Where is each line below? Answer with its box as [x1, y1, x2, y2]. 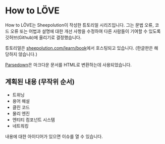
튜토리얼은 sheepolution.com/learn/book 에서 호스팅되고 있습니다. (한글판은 [5, 45, 153, 51]
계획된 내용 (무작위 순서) [5, 77, 75, 86]
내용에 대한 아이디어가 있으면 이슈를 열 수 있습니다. [5, 133, 103, 139]
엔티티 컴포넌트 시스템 [12, 117, 55, 123]
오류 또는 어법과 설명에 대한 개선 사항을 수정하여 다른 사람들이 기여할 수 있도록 [10, 28, 161, 34]
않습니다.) [18, 51, 38, 57]
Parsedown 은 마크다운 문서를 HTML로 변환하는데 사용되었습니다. [5, 62, 132, 68]
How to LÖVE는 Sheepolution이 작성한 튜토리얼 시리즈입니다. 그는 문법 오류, [5, 22, 154, 28]
